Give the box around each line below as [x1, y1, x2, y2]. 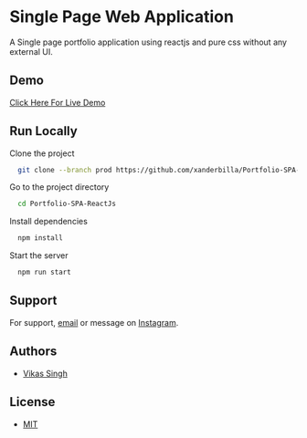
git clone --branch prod [17, 165, 112, 174]
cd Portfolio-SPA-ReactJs [17, 199, 117, 209]
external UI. [9, 46, 53, 57]
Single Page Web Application [9, 6, 235, 27]
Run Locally [9, 123, 78, 139]
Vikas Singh [22, 368, 69, 379]
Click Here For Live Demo [9, 97, 106, 108]
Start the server [9, 250, 69, 261]
